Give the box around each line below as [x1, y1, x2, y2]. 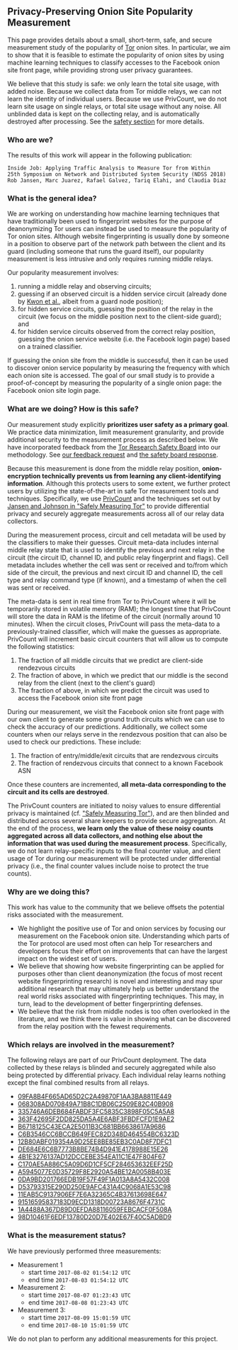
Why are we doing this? [7, 886, 90, 896]
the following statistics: [7, 642, 75, 651]
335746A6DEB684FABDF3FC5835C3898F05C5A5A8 [17, 1108, 175, 1116]
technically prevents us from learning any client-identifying [42, 472, 222, 480]
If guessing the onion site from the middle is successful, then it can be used [7, 356, 229, 364]
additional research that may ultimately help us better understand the [17, 985, 220, 993]
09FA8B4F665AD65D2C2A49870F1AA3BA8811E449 [17, 1092, 172, 1101]
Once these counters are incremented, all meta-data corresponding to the [7, 780, 227, 788]
